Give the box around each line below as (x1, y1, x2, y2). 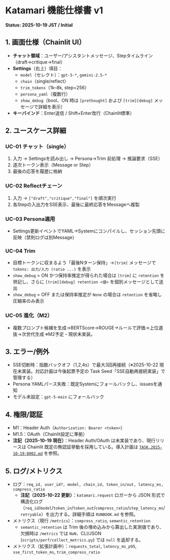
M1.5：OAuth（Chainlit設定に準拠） (12, 431, 88, 437)
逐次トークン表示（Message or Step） (12, 162, 93, 168)
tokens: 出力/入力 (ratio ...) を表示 (12, 266, 91, 272)
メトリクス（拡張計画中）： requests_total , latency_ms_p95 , (12, 543, 137, 549)
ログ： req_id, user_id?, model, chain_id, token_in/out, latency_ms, (12, 481, 164, 487)
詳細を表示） (38, 103, 65, 110)
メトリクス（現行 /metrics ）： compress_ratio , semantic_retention (12, 518, 151, 524)
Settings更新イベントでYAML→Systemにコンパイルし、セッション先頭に (12, 228, 165, 234)
